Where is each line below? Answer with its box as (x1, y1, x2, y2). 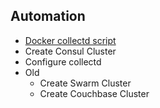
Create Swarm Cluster (39, 77, 132, 89)
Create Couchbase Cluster (39, 87, 150, 99)
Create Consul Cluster (24, 45, 117, 57)
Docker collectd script (24, 34, 117, 46)
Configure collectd (24, 55, 102, 68)
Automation (10, 8, 86, 25)
